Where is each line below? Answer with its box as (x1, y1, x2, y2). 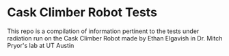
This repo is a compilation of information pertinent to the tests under (7, 27, 200, 35)
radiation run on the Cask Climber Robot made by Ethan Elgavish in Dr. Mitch (7, 34, 223, 42)
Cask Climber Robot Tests (7, 5, 157, 20)
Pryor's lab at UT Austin (7, 41, 75, 49)
